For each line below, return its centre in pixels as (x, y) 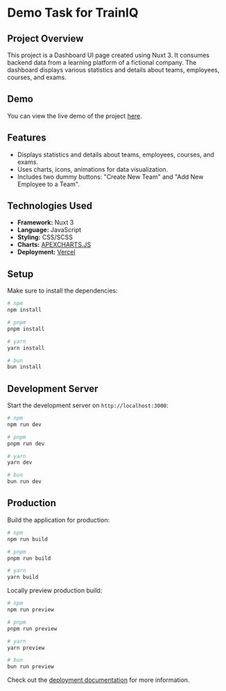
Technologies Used (50, 206)
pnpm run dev (26, 444)
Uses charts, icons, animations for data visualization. (93, 169)
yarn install (26, 348)
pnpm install (26, 329)
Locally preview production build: (55, 591)
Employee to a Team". (48, 184)
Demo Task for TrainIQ (73, 13)
